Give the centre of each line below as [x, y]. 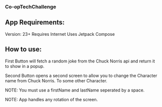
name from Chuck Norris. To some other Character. [56, 80]
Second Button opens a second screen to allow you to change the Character [81, 76]
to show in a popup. [25, 66]
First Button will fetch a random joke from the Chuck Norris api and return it [80, 61]
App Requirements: [35, 23]
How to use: [23, 49]
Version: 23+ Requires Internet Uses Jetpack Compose [60, 34]
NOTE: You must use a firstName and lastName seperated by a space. [75, 90]
